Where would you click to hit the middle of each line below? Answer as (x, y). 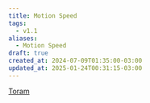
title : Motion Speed (43, 16)
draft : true (28, 53)
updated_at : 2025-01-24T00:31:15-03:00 (75, 68)
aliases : (23, 38)
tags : (17, 23)
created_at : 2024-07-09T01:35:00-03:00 (75, 61)
